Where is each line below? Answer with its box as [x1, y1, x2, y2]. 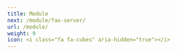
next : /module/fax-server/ [7, 17, 86, 24]
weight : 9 [7, 29, 36, 37]
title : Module [7, 10, 49, 18]
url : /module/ [7, 23, 49, 30]
